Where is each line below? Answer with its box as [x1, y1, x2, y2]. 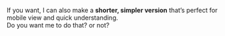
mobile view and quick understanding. [6, 13, 119, 22]
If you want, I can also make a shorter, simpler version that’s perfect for [6, 6, 218, 14]
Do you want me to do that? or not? [6, 21, 110, 29]
